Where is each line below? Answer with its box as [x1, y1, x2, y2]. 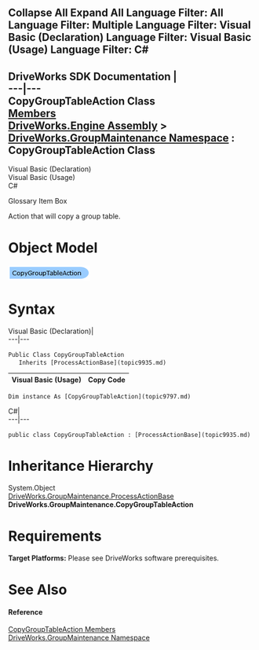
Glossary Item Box [8, 196, 67, 206]
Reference [8, 607, 43, 616]
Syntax [8, 300, 56, 318]
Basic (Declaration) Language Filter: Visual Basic [8, 31, 252, 44]
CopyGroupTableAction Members [8, 625, 116, 634]
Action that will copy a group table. [8, 211, 121, 221]
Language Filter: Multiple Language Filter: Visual [8, 19, 251, 32]
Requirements [8, 527, 102, 545]
